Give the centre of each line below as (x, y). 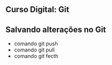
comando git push (36, 44)
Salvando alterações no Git (56, 30)
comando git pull (34, 50)
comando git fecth (36, 56)
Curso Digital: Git (38, 10)
